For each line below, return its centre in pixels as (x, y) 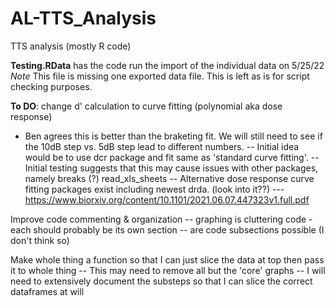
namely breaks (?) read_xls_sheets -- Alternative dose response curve (169, 178)
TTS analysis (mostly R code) (71, 46)
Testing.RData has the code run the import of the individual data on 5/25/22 (167, 65)
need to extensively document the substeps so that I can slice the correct (161, 281)
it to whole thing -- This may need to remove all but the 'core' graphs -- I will (168, 270)
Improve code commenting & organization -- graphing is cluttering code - (161, 219)
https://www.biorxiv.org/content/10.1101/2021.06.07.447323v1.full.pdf (167, 199)
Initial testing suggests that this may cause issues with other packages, (171, 168)
